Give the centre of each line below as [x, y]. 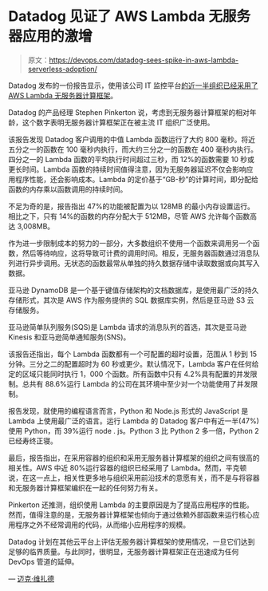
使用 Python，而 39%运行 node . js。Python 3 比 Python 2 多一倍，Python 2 [134, 430]
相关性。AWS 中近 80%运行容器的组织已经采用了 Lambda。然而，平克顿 [128, 467]
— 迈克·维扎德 [31, 578]
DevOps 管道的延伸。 [43, 561]
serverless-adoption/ [62, 69]
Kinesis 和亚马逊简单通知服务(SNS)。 [69, 337]
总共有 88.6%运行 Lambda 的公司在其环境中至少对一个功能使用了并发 [136, 383]
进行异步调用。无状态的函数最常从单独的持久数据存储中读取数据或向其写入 [137, 263]
